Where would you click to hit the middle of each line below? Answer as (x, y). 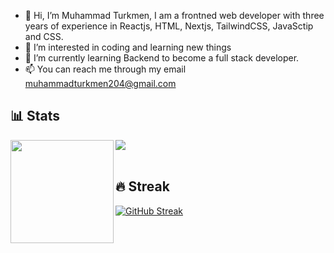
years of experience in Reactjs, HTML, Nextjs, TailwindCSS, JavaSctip (169, 26)
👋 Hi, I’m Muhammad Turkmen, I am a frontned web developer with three (174, 15)
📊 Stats (35, 116)
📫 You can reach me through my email (105, 69)
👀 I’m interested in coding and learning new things (128, 47)
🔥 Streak (142, 186)
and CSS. (44, 36)
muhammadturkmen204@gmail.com (100, 83)
